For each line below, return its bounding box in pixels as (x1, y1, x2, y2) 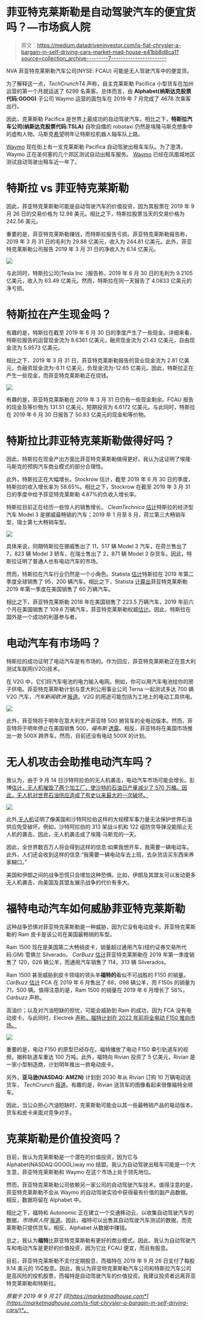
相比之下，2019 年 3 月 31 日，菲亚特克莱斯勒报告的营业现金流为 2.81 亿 (6, 356, 185, 364)
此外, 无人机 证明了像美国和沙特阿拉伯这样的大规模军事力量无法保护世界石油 (6, 815, 192, 823)
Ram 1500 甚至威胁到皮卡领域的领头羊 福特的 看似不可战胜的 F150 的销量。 (6, 971, 189, 978)
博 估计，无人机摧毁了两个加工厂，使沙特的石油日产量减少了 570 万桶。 (6, 783, 182, 791)
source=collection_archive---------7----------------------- (20, 55, 167, 62)
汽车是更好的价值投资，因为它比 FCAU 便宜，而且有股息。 (26, 1244, 171, 1252)
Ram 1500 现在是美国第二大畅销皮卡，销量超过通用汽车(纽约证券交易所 (6, 943, 182, 951)
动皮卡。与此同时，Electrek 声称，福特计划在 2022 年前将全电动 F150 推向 (6, 1014, 191, 1021)
